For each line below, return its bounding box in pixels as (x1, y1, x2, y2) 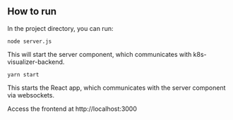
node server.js (7, 38, 52, 45)
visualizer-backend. (7, 58, 65, 66)
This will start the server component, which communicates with (7, 50, 192, 58)
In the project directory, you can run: (7, 24, 114, 32)
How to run (7, 6, 57, 18)
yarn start (7, 71, 40, 78)
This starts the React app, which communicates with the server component (7, 84, 226, 92)
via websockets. (7, 91, 55, 99)
